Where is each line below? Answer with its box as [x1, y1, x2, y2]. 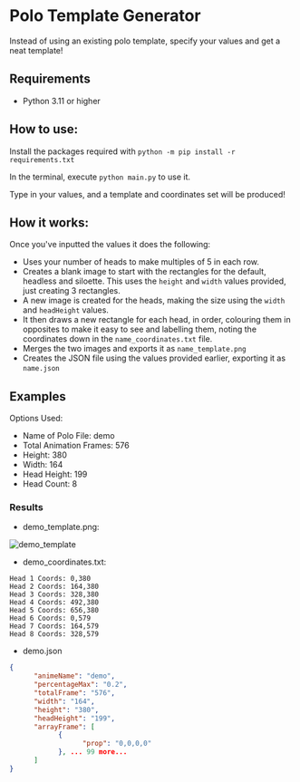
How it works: [9, 215, 89, 230]
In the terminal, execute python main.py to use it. [9, 171, 191, 182]
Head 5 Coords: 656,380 [9, 606, 100, 615]
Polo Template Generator [9, 5, 201, 26]
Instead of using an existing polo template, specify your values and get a [9, 35, 281, 46]
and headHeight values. [22, 304, 109, 315]
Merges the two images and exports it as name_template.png [22, 343, 247, 354]
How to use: [9, 121, 79, 137]
